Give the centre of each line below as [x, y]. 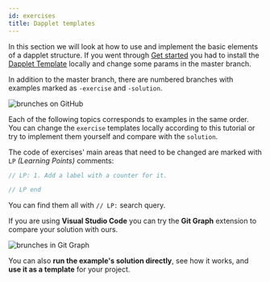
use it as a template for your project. [69, 269]
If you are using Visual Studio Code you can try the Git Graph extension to [133, 221]
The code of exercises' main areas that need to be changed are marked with [135, 152]
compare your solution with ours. [63, 229]
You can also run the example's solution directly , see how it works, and [129, 261]
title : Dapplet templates [52, 23]
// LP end [25, 190]
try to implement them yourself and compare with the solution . [113, 136]
